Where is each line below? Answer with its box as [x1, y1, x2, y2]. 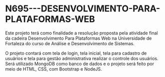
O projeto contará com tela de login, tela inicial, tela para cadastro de [5, 50, 147, 56]
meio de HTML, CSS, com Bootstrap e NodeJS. [5, 66, 102, 72]
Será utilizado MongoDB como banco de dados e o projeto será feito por [5, 61, 155, 67]
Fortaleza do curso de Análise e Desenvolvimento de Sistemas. [5, 40, 135, 46]
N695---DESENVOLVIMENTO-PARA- [5, 3, 161, 14]
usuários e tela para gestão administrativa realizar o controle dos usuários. [5, 55, 159, 61]
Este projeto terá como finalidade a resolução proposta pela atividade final [5, 30, 158, 36]
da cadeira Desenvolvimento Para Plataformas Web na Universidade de [5, 35, 152, 41]
